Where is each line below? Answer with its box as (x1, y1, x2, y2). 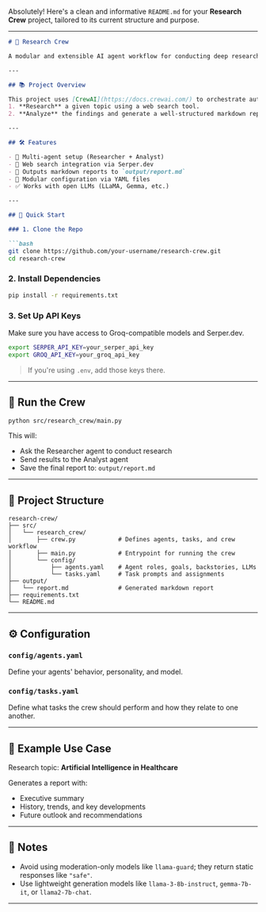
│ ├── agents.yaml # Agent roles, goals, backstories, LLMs (8, 564, 257, 571)
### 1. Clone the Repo (8, 225, 83, 233)
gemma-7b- (219, 880, 252, 888)
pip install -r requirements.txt (8, 291, 119, 299)
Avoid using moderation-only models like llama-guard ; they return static (19, 861, 254, 872)
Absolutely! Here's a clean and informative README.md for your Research (8, 7, 242, 16)
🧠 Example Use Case (8, 741, 112, 755)
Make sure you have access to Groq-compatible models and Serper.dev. (8, 328, 245, 337)
